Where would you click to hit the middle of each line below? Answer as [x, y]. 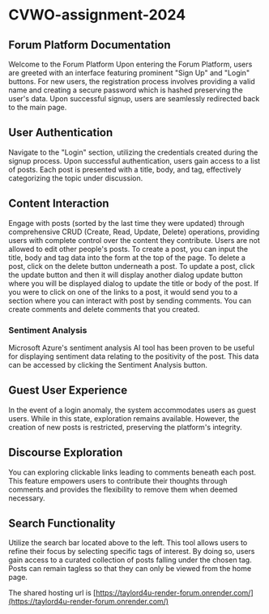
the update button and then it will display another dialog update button [126, 275]
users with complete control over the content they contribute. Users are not [134, 240]
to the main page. [38, 107]
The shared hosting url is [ [52, 593]
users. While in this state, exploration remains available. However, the [124, 418]
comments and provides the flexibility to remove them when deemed [123, 489]
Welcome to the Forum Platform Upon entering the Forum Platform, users [130, 64]
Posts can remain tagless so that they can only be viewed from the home [130, 569]
